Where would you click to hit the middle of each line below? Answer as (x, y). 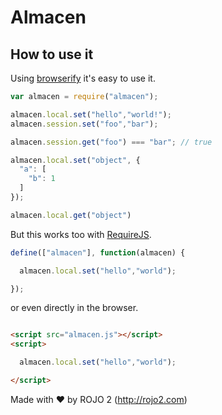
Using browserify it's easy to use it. (83, 78)
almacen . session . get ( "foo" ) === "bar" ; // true (111, 142)
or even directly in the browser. (74, 308)
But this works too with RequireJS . (81, 234)
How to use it (52, 54)
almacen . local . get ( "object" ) (71, 215)
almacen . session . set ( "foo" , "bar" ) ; (84, 124)
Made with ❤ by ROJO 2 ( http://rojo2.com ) (99, 399)
